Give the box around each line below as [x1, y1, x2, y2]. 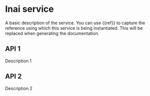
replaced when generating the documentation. [5, 30, 100, 36]
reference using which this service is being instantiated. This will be [5, 25, 143, 31]
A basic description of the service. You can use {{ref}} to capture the [5, 20, 146, 26]
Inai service [5, 3, 54, 15]
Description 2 [5, 85, 33, 91]
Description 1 [5, 58, 32, 64]
